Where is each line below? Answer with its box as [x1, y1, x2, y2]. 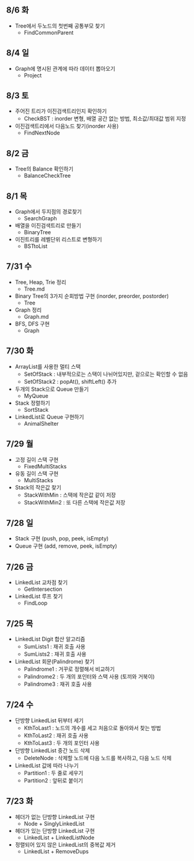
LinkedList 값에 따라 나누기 [14, 761, 79, 769]
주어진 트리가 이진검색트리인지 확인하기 [14, 107, 107, 115]
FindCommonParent [23, 29, 74, 36]
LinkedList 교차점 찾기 [14, 579, 68, 586]
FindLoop [23, 599, 48, 607]
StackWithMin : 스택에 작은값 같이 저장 [23, 491, 116, 498]
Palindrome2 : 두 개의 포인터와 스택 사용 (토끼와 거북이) [23, 672, 155, 680]
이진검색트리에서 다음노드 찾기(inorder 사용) [14, 122, 119, 130]
